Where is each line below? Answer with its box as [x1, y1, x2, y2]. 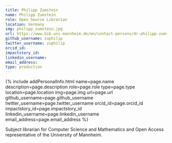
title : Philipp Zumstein [5, 7, 58, 13]
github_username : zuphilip [5, 36, 63, 41]
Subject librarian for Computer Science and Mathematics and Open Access [5, 126, 164, 133]
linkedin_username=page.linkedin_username [5, 111, 99, 117]
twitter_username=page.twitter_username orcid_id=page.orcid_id [5, 100, 143, 106]
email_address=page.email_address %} [5, 116, 89, 123]
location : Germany [5, 21, 45, 27]
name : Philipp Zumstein [5, 12, 56, 17]
